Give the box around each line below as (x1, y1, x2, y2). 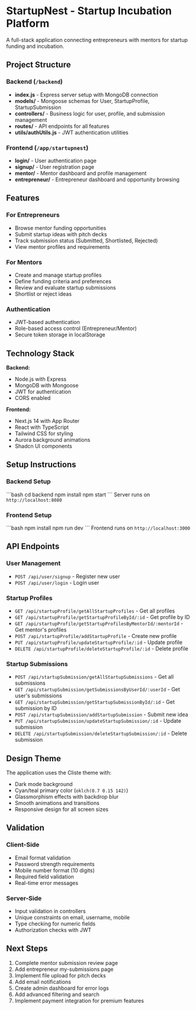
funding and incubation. (6, 43, 65, 50)
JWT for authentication (14, 388, 71, 395)
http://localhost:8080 (6, 497, 62, 503)
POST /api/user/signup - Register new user (14, 573, 120, 580)
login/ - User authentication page (14, 157, 97, 164)
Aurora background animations (14, 437, 91, 444)
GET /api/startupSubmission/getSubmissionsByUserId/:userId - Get (14, 686, 181, 693)
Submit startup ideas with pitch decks (14, 230, 108, 238)
